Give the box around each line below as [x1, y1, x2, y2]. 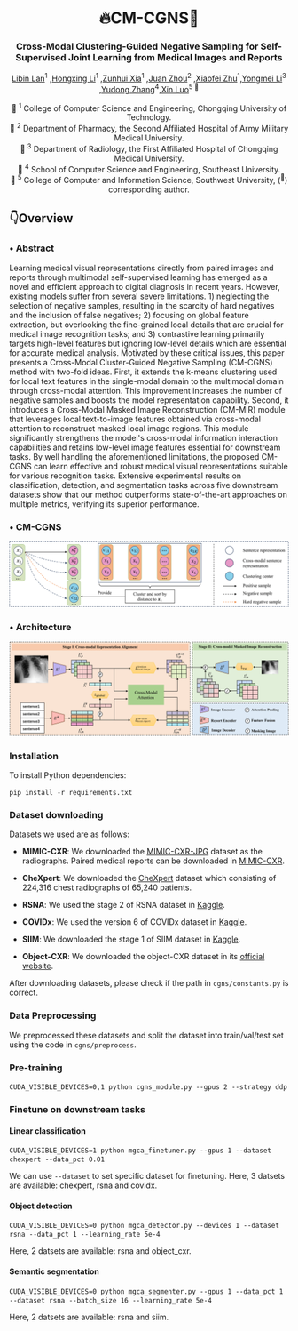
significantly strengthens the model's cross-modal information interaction [9, 432, 278, 443]
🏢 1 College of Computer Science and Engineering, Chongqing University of [11, 101, 287, 114]
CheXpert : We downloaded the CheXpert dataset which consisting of [21, 873, 277, 884]
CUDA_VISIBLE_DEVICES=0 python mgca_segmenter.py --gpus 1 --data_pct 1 [9, 1287, 284, 1296]
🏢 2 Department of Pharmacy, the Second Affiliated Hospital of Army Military [9, 122, 289, 134]
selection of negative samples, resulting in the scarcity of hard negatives [9, 300, 275, 310]
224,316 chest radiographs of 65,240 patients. [21, 882, 192, 893]
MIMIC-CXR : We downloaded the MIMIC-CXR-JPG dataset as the [21, 846, 263, 857]
